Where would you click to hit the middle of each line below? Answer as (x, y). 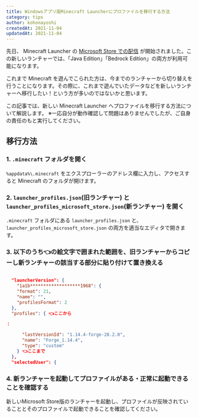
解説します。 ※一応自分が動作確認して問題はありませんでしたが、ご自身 (103, 114)
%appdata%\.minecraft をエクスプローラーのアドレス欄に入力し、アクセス (95, 173)
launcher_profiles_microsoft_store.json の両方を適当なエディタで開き (93, 228)
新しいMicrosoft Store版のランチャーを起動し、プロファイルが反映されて (95, 401)
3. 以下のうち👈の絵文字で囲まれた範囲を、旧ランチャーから (92, 252)
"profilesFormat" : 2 (42, 302)
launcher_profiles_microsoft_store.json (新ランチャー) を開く (95, 206)
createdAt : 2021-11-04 (34, 28)
